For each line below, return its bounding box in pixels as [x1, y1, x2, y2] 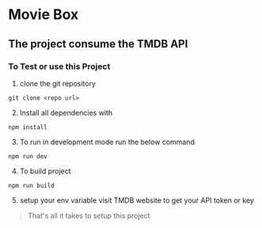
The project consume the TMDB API [8, 37, 188, 51]
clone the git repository [19, 78, 97, 88]
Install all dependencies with [19, 108, 113, 117]
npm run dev [8, 152, 47, 160]
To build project [19, 166, 71, 176]
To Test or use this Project [8, 61, 111, 72]
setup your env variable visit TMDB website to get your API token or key [19, 196, 255, 205]
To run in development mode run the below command [19, 137, 196, 146]
